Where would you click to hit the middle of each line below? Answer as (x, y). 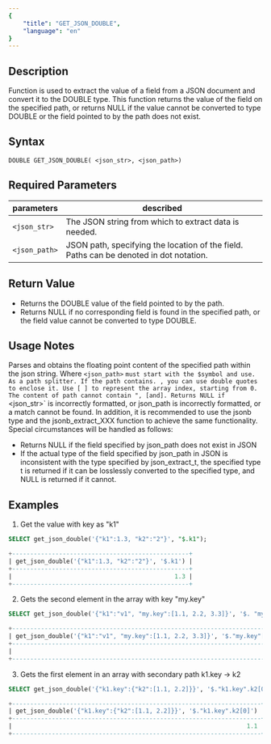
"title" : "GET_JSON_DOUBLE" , (72, 23)
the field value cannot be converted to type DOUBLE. (108, 320)
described (163, 208)
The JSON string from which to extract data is (152, 222)
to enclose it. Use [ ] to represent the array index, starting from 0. (133, 389)
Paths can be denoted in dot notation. (137, 255)
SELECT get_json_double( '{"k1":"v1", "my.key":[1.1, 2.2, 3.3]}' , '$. (129, 614)
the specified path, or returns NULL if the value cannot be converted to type (135, 108)
